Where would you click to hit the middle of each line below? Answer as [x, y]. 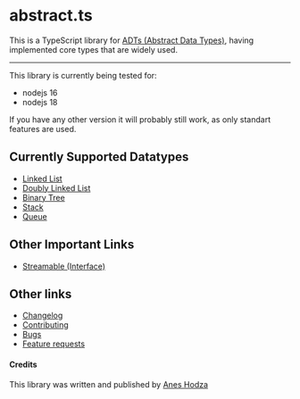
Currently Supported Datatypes [99, 157]
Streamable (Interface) [63, 266]
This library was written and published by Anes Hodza [108, 384]
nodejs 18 [40, 102]
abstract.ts [51, 16]
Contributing [45, 325]
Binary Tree [43, 197]
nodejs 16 [40, 92]
